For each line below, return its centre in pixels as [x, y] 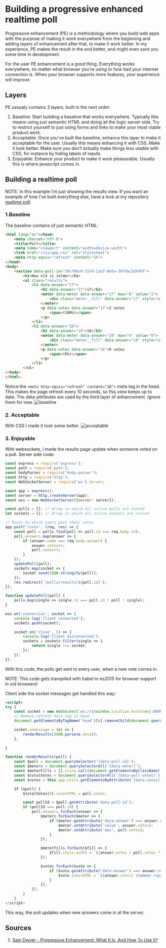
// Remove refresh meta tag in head [52, 716]
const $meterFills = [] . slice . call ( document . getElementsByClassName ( [87, 771]
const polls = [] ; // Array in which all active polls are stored [75, 509]
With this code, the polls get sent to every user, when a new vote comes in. [82, 669]
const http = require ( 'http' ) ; [37, 477]
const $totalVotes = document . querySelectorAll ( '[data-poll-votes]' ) [87, 775]
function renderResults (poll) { [38, 757]
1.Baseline [18, 215]
